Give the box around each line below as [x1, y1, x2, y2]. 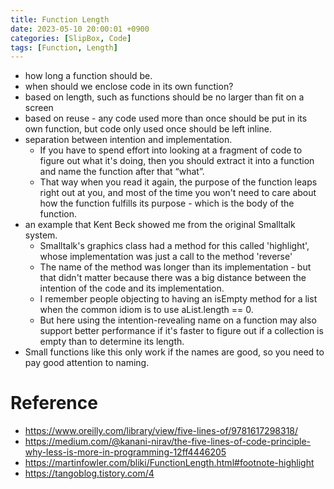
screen [24, 102, 54, 114]
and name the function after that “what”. [39, 166, 205, 178]
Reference [10, 392, 98, 415]
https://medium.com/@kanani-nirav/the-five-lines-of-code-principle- [24, 436, 312, 448]
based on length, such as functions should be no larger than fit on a [24, 91, 305, 103]
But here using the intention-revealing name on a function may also [39, 314, 317, 326]
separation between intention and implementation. [24, 134, 233, 146]
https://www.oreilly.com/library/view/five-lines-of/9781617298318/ [24, 425, 299, 437]
